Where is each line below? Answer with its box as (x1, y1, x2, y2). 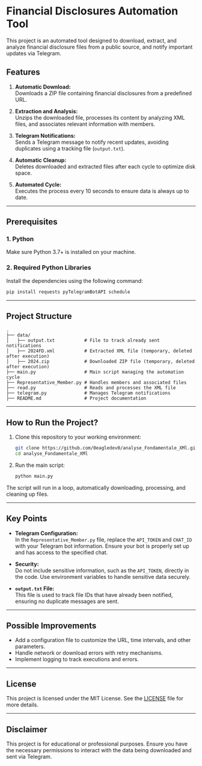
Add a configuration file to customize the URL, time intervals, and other (14, 637, 191, 644)
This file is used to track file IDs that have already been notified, (14, 591, 173, 598)
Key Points (6, 513, 47, 524)
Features (6, 67, 40, 78)
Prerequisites (6, 217, 58, 227)
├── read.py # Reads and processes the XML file (6, 385, 176, 391)
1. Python (6, 235, 34, 243)
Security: (14, 560, 39, 567)
